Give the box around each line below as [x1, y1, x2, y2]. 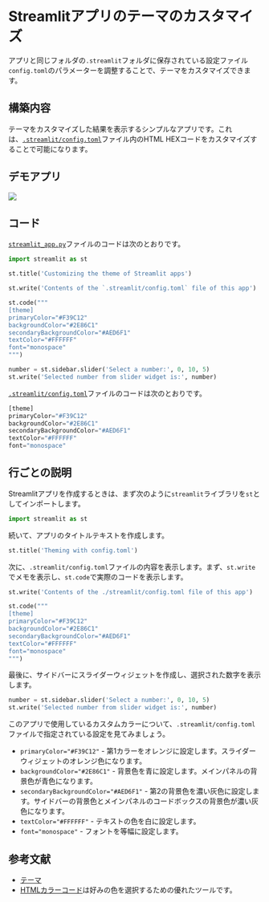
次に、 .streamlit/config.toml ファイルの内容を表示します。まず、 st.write [8, 562, 255, 571]
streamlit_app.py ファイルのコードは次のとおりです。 [8, 239, 185, 249]
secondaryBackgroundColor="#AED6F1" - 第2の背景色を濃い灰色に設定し [19, 786, 253, 796]
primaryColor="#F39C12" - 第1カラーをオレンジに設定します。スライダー [19, 746, 257, 756]
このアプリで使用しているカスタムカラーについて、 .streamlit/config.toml [8, 719, 255, 729]
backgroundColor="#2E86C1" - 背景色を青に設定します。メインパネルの [19, 766, 251, 776]
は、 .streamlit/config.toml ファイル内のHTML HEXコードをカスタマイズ [8, 134, 251, 144]
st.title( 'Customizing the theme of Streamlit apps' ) [8, 270, 193, 278]
